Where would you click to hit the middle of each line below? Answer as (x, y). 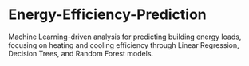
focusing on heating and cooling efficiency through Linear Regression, (124, 45)
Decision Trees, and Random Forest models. (81, 53)
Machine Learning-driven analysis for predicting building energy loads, (125, 37)
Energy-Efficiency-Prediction (108, 15)
